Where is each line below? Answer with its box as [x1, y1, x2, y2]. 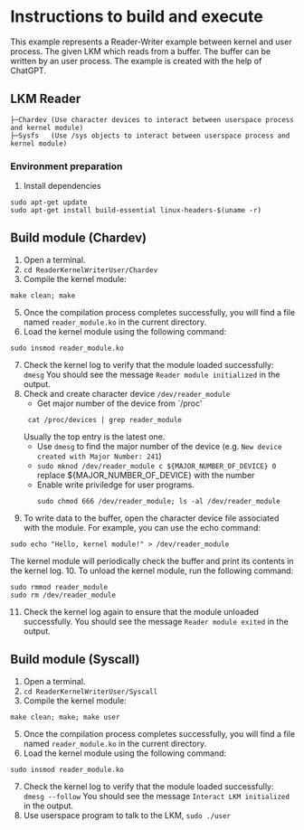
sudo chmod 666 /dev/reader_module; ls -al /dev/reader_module [36, 496, 281, 505]
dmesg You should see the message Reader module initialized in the [23, 369, 280, 380]
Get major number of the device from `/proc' [36, 398, 203, 409]
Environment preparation [10, 160, 123, 173]
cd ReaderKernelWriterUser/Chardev [23, 265, 158, 275]
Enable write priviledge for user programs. [36, 479, 195, 490]
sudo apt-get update [10, 198, 89, 207]
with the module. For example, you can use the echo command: [23, 522, 261, 533]
